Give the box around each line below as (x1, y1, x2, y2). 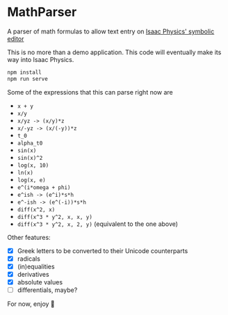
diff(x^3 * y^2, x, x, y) (17, 213, 92, 220)
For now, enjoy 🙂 (7, 300, 56, 308)
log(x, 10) (17, 161, 49, 169)
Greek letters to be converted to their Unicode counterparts (17, 246, 188, 255)
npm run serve (7, 75, 49, 82)
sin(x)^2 (17, 154, 43, 161)
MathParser (7, 4, 77, 20)
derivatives (17, 270, 50, 278)
